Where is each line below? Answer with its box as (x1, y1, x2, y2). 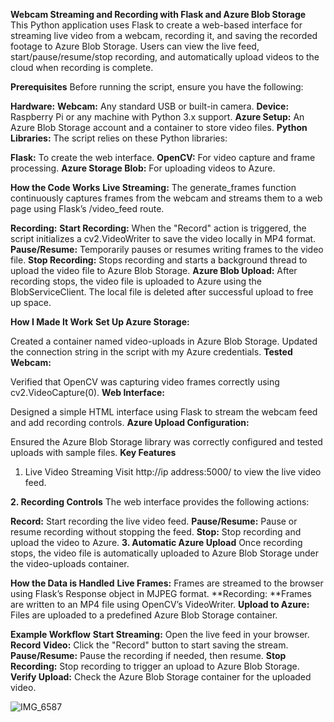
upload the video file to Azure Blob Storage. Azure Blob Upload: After (10, 265, 298, 276)
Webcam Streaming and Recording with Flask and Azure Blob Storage (10, 9, 307, 20)
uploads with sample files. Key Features (10, 447, 177, 458)
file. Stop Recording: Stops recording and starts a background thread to (10, 254, 308, 266)
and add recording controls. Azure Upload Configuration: (10, 417, 250, 428)
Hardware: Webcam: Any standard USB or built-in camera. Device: (10, 100, 290, 112)
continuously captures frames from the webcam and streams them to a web (10, 192, 323, 204)
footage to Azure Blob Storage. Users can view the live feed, (10, 40, 260, 52)
